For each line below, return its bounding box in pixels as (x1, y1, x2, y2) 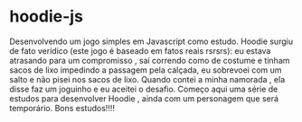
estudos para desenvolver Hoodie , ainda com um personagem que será (9, 92, 278, 104)
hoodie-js (9, 6, 84, 27)
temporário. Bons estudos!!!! (9, 102, 116, 113)
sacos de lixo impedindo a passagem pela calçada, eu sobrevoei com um (9, 65, 282, 75)
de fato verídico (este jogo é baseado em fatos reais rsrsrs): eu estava (9, 45, 271, 56)
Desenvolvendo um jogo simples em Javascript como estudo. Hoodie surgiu (9, 36, 294, 47)
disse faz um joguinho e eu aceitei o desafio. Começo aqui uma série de (9, 83, 278, 94)
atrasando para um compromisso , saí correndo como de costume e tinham (9, 55, 290, 65)
